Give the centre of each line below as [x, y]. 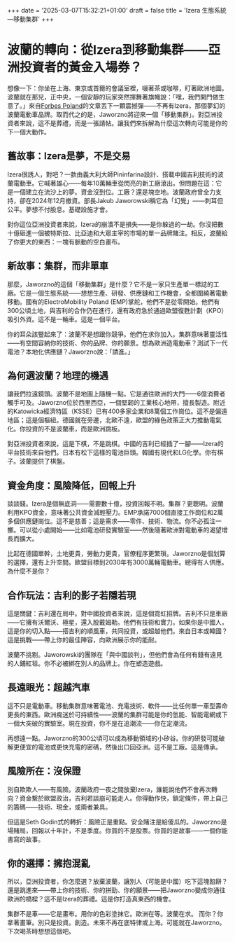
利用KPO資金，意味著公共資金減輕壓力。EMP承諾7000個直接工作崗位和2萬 [115, 513]
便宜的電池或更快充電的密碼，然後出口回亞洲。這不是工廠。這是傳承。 [120, 747]
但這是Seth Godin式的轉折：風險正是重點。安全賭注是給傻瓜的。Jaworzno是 [117, 822]
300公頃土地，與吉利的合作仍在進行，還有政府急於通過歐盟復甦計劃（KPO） [117, 310]
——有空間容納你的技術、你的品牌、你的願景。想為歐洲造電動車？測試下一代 [117, 342]
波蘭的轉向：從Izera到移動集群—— [108, 50]
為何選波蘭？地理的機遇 [58, 376]
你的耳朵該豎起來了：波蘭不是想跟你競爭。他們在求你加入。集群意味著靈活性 [117, 334]
